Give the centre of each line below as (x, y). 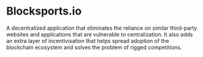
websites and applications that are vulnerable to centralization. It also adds (100, 34)
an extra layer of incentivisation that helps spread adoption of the (88, 41)
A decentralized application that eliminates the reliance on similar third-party (102, 28)
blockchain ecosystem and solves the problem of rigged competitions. (94, 47)
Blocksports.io (44, 11)
